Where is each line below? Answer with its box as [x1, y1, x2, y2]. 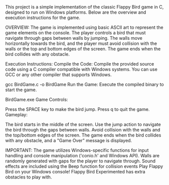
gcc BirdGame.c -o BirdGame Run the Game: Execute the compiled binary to [5, 82, 164, 87]
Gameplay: [5, 112, 28, 117]
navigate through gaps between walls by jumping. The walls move [5, 35, 143, 41]
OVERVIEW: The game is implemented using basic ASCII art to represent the [5, 24, 163, 30]
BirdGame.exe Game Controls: [5, 97, 68, 102]
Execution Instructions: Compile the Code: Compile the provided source [5, 61, 154, 67]
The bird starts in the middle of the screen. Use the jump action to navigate [5, 121, 161, 127]
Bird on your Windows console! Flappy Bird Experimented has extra [5, 169, 145, 174]
